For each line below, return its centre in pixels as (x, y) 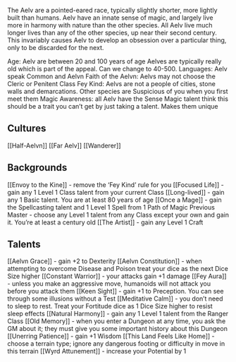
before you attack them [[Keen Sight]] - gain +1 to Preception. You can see (116, 291)
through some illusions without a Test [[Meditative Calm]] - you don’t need (115, 298)
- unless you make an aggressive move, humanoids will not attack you (109, 284)
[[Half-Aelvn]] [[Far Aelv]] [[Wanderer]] (64, 145)
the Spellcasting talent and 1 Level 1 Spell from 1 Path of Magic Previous (111, 207)
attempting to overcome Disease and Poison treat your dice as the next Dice (118, 269)
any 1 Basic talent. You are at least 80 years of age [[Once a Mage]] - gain (114, 200)
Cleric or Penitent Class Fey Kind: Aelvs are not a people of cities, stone (112, 84)
